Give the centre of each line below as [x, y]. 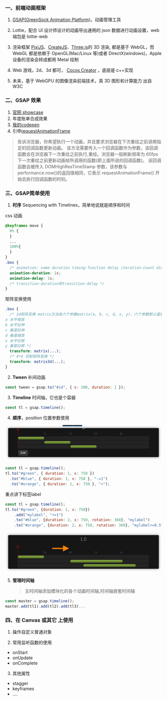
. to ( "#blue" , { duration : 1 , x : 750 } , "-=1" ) [59, 479]
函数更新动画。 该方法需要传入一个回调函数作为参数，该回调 [96, 148]
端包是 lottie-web [30, 36]
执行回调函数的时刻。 [48, 179]
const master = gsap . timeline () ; [40, 601]
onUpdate [23, 658]
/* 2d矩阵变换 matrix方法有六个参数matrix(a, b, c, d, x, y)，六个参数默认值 [85, 315]
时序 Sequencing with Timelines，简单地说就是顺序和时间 [71, 205]
